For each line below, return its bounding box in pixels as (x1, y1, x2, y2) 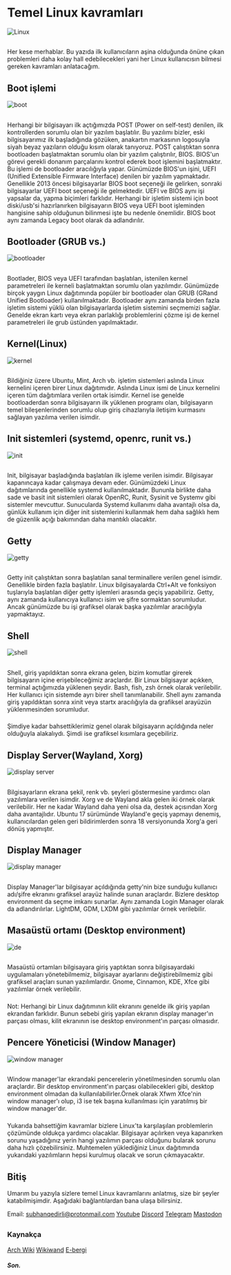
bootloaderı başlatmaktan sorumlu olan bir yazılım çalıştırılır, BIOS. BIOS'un (7, 150, 219, 158)
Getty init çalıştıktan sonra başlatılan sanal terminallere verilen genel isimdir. (7, 574, 223, 582)
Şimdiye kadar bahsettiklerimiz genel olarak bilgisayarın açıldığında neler (7, 722, 214, 730)
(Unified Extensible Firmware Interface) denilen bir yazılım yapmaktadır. (7, 172, 210, 180)
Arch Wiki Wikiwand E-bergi (7, 1245, 88, 1254)
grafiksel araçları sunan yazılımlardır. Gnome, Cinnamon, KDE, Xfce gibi (7, 978, 210, 986)
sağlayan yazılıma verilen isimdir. (7, 412, 101, 421)
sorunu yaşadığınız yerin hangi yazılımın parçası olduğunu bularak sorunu (7, 1136, 216, 1145)
